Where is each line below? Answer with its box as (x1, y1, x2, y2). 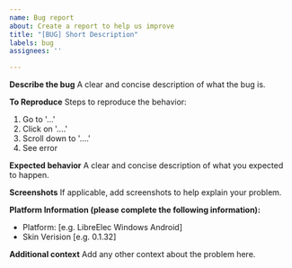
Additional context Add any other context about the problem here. (9, 249, 256, 260)
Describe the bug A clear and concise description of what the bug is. (9, 79, 266, 90)
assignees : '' (9, 47, 63, 56)
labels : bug (9, 38, 54, 48)
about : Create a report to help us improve (9, 22, 175, 31)
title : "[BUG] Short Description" (9, 30, 139, 39)
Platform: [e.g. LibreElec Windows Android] (22, 222, 182, 233)
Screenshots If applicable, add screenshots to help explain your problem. (9, 187, 282, 198)
